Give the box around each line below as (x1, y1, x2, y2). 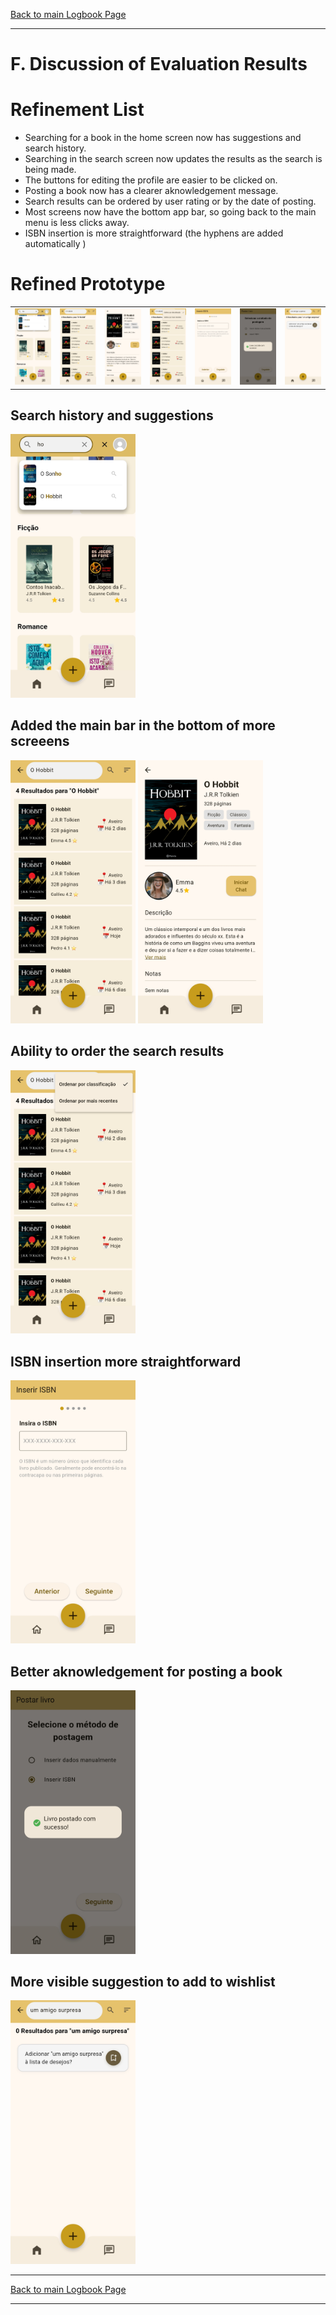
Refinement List (10, 99, 145, 121)
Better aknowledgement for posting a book (10, 1663, 283, 1680)
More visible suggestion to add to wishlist (10, 1973, 276, 1990)
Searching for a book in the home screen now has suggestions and (24, 132, 302, 144)
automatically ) (24, 238, 87, 250)
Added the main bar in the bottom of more (10, 717, 276, 734)
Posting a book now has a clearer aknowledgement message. (24, 185, 279, 197)
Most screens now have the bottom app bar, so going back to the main (24, 206, 317, 218)
